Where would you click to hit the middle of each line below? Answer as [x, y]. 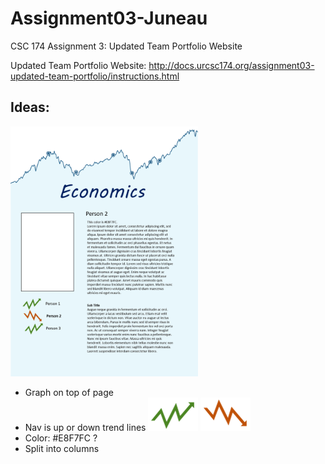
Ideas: [30, 107]
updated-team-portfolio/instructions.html [95, 76]
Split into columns [62, 448]
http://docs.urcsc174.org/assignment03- [231, 65]
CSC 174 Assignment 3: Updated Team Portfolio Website [126, 46]
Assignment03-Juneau [109, 18]
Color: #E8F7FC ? [61, 438]
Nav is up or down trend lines [85, 427]
